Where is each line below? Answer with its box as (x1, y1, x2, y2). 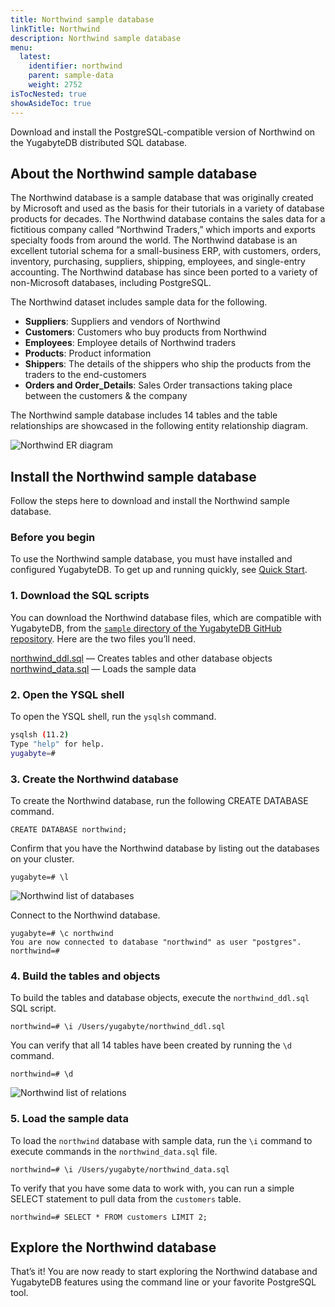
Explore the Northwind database (10, 1239, 217, 1256)
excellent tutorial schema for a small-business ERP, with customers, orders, (10, 245, 322, 257)
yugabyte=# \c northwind (10, 928, 114, 938)
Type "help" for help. (10, 739, 105, 749)
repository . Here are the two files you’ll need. (10, 632, 196, 645)
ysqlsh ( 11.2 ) (10, 730, 70, 740)
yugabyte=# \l (10, 872, 70, 882)
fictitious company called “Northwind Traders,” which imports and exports (10, 224, 316, 236)
